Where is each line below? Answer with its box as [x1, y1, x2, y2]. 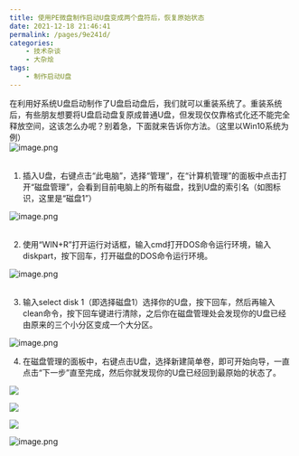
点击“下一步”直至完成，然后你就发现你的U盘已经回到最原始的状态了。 [22, 367, 282, 377]
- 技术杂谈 [25, 47, 61, 56]
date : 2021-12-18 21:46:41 [9, 22, 111, 31]
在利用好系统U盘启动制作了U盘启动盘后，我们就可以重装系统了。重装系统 [9, 98, 283, 108]
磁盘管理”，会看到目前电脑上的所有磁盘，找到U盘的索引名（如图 [33, 181, 274, 192]
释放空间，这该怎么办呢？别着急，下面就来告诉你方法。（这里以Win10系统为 [9, 120, 289, 131]
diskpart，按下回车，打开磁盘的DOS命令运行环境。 [22, 250, 213, 261]
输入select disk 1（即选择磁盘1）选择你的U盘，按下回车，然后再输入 [22, 296, 276, 307]
